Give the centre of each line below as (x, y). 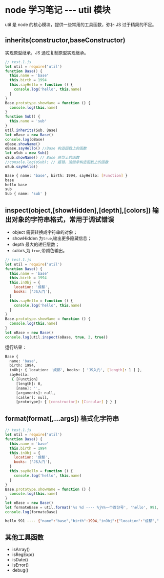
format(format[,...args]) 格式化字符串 (62, 419)
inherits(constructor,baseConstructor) (65, 40)
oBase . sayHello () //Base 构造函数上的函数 (46, 148)
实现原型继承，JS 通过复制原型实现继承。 (47, 52)
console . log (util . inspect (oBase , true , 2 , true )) (57, 337)
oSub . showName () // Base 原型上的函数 (42, 158)
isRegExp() (23, 554)
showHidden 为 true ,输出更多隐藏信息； (52, 238)
